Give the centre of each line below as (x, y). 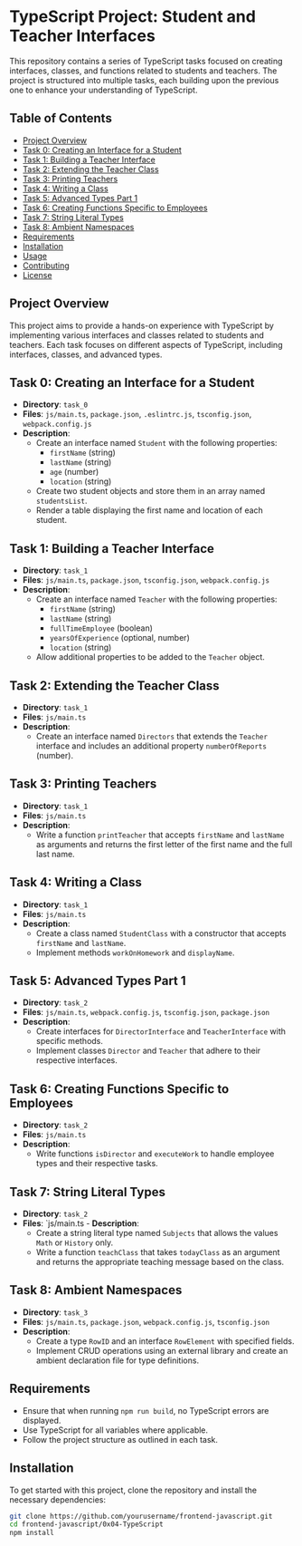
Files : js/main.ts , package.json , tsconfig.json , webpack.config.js (146, 580)
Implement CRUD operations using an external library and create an (162, 1350)
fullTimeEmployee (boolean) (101, 628)
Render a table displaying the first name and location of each (150, 510)
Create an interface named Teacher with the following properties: (156, 599)
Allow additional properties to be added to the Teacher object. (150, 657)
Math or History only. (75, 1242)
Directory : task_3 (55, 1312)
